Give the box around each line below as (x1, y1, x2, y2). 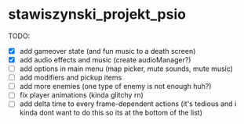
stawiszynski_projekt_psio (8, 5, 187, 23)
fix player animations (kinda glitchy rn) (19, 90, 144, 100)
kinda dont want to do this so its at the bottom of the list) (19, 108, 202, 118)
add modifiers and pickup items (19, 73, 122, 83)
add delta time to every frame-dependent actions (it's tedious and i (19, 99, 237, 108)
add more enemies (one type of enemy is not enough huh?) (19, 82, 212, 91)
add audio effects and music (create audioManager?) (19, 55, 191, 64)
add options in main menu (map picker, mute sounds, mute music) (19, 64, 234, 73)
